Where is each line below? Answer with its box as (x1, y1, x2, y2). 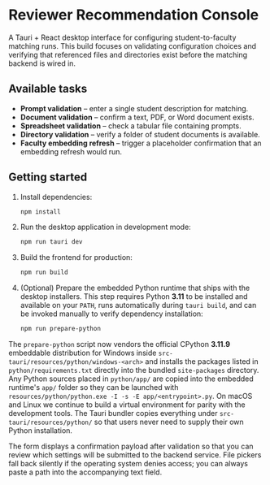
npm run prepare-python (20, 325, 102, 333)
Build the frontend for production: (20, 253, 133, 262)
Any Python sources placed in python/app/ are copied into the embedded (8, 374, 254, 383)
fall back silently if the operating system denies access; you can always (8, 459, 249, 469)
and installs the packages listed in (145, 357, 259, 366)
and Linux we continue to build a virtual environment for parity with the (8, 400, 246, 409)
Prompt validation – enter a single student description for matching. (20, 103, 249, 113)
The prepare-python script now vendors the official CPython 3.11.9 (8, 340, 230, 349)
